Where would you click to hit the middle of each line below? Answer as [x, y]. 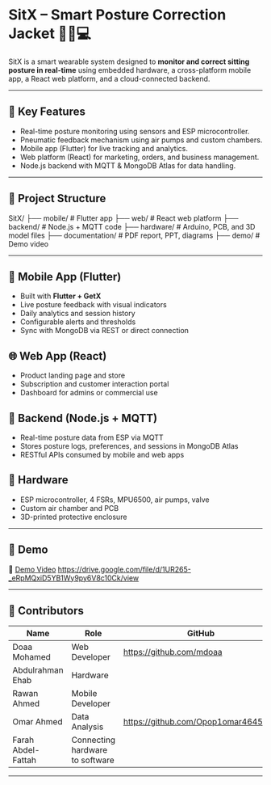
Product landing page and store [73, 376]
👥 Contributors [46, 611]
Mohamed [31, 657]
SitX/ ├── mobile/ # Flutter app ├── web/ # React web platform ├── [123, 218]
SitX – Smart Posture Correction [117, 15]
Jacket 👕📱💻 [50, 34]
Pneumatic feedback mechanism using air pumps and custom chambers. [141, 140]
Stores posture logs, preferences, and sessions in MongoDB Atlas [129, 446]
